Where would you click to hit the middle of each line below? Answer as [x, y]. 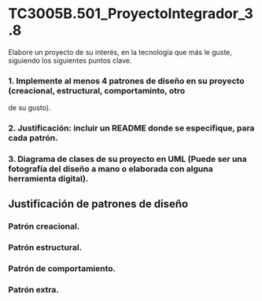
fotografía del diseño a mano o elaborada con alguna [111, 169]
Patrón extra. [33, 290]
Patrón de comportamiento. [62, 269]
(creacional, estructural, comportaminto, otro [97, 90]
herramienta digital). [48, 179]
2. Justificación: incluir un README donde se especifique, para [131, 128]
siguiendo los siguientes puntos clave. [70, 61]
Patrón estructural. [45, 248]
